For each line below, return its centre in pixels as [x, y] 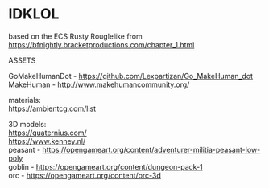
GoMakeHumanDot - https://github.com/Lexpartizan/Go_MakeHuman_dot [131, 76]
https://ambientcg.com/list [52, 108]
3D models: [27, 124]
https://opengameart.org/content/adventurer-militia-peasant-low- [151, 149]
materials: [25, 100]
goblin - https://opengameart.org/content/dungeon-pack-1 [106, 166]
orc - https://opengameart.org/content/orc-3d [85, 175]
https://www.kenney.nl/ [47, 141]
